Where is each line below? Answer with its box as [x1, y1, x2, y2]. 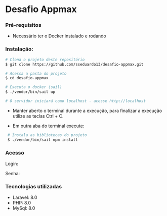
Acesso [5, 149, 24, 156]
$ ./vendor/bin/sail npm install [7, 137, 78, 142]
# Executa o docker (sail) [5, 85, 62, 90]
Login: [5, 160, 19, 167]
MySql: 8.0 [12, 205, 35, 211]
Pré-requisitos [5, 22, 41, 29]
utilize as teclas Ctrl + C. [12, 113, 64, 119]
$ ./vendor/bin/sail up [5, 89, 56, 94]
